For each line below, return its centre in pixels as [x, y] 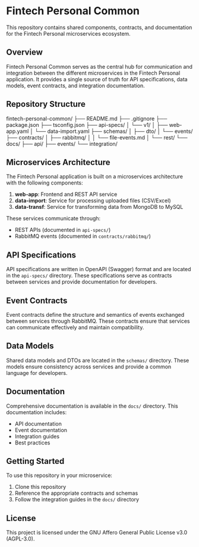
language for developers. [37, 373]
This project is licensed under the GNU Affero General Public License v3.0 [97, 533]
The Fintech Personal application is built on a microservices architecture [94, 177]
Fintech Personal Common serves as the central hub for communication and [99, 66]
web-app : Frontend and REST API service [66, 195]
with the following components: [45, 183]
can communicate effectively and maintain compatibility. [75, 327]
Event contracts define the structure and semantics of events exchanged [95, 315]
